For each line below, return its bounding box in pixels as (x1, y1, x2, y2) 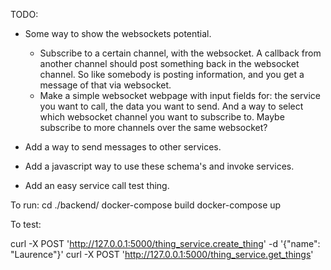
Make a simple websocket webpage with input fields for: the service (39, 90, 321, 101)
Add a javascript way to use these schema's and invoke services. (24, 160, 295, 172)
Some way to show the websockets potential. (24, 28, 212, 39)
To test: (10, 219, 42, 230)
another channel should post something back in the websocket (39, 58, 300, 69)
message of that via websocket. (39, 79, 172, 91)
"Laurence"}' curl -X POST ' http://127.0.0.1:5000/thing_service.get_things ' (10, 249, 314, 260)
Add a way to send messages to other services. (24, 141, 222, 153)
